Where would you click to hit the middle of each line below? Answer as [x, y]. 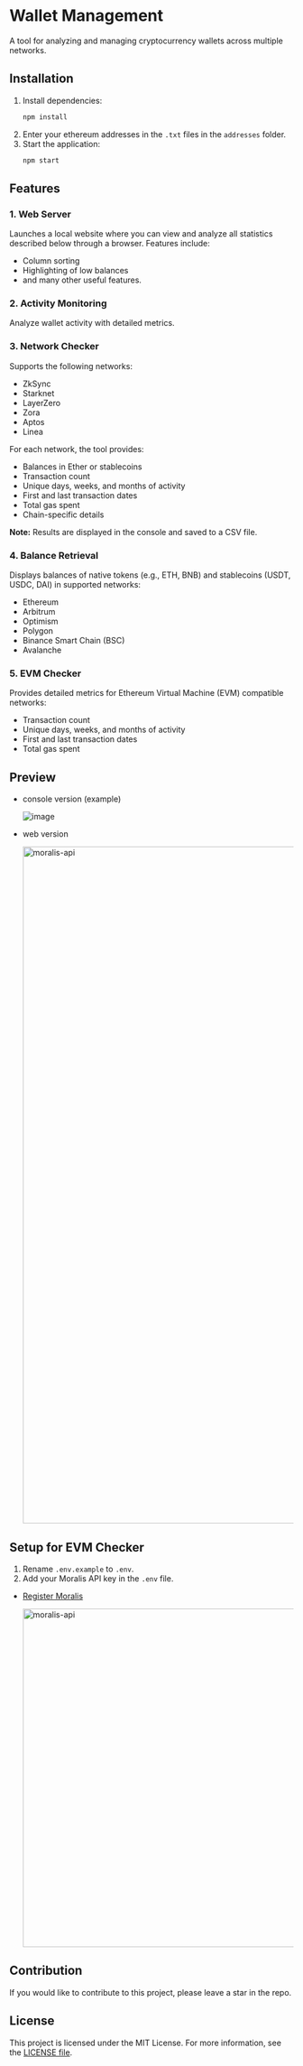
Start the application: [61, 144]
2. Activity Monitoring [58, 303]
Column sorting [51, 261]
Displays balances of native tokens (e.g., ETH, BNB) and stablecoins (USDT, [150, 575]
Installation [41, 79]
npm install [45, 117]
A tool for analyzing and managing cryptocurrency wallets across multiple [147, 41]
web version [46, 834]
